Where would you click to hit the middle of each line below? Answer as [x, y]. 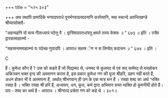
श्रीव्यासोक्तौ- [15, 23]
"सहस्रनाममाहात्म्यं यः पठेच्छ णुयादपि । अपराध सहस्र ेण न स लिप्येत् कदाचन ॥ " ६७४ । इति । [81, 48]
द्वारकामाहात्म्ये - [17, 38]
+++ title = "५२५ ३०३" [27, 7]
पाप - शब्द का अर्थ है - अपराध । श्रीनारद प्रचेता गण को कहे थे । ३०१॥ [61, 90]
